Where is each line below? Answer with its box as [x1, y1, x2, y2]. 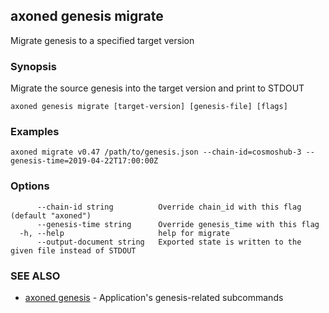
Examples [10, 125, 60, 139]
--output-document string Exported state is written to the [36, 237, 302, 247]
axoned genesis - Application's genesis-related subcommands [24, 292, 284, 303]
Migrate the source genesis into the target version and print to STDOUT [10, 82, 305, 94]
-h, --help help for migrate [19, 228, 230, 238]
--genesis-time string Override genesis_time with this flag [36, 219, 320, 229]
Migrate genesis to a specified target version [10, 34, 195, 46]
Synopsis [10, 59, 57, 73]
